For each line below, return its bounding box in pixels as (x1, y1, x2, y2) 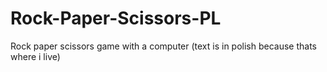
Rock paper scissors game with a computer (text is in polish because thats (10, 40, 318, 52)
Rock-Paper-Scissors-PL (10, 7, 222, 30)
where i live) (10, 50, 61, 62)
